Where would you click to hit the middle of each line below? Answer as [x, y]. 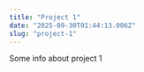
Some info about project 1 [56, 59]
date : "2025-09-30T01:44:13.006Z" [73, 25]
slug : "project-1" [43, 33]
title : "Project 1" [45, 17]
